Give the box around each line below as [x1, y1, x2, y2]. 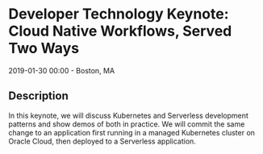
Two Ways [8, 40, 79, 57]
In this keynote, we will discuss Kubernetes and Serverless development [8, 110, 248, 120]
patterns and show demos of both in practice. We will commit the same [8, 119, 245, 129]
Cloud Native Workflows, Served [8, 22, 232, 40]
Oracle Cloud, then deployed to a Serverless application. [8, 136, 196, 146]
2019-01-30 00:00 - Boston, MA [8, 65, 115, 75]
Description [8, 89, 69, 103]
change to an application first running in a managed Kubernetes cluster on [8, 127, 256, 137]
